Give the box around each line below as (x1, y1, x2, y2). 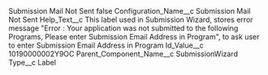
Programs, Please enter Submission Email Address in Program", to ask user (8, 32, 260, 41)
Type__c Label (8, 58, 57, 67)
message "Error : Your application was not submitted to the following (8, 23, 239, 33)
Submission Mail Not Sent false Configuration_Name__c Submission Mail (8, 6, 251, 15)
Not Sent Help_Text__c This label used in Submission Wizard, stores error (8, 15, 253, 24)
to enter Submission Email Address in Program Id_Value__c (8, 40, 205, 50)
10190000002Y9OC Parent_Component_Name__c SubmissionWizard (8, 49, 238, 58)
